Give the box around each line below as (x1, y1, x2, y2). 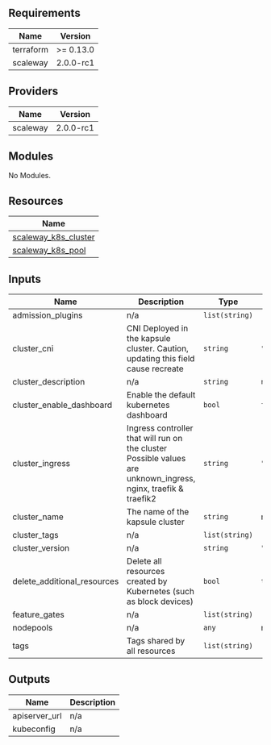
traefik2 (126, 493, 157, 505)
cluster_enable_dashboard (12, 399, 113, 410)
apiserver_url (12, 710, 62, 721)
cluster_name (12, 511, 64, 522)
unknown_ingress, (126, 473, 196, 485)
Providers (8, 85, 59, 98)
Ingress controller (126, 422, 194, 434)
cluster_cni (12, 343, 54, 354)
